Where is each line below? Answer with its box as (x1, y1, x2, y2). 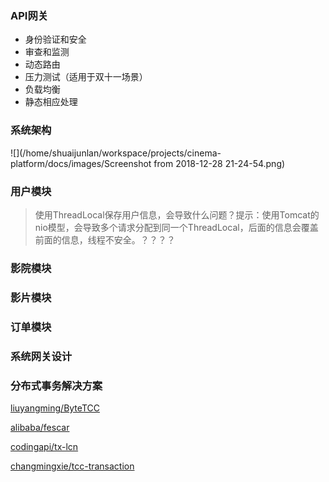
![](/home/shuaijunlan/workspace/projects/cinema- (10, 147, 222, 159)
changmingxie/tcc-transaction (10, 460, 135, 472)
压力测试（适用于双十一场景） (24, 71, 148, 83)
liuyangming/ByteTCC (10, 402, 100, 414)
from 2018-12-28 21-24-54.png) (153, 157, 286, 169)
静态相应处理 (24, 96, 78, 108)
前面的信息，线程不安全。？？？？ (34, 233, 176, 246)
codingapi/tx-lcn (10, 440, 79, 452)
